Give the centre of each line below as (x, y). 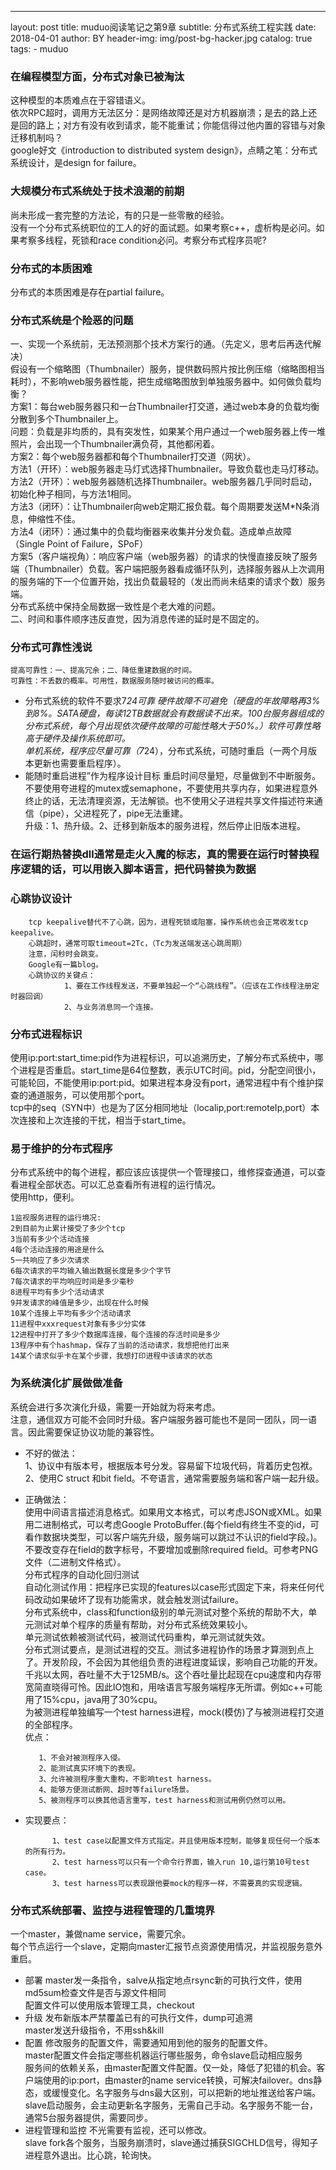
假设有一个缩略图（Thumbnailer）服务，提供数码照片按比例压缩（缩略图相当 (167, 369)
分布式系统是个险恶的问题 (72, 320)
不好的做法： (51, 1453)
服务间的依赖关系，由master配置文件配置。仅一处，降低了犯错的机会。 (170, 2067)
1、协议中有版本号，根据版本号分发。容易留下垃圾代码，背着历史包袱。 (171, 1465)
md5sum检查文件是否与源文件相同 (95, 1992)
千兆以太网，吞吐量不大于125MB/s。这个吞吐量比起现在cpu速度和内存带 (173, 1674)
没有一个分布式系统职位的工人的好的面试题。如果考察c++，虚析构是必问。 (163, 227)
